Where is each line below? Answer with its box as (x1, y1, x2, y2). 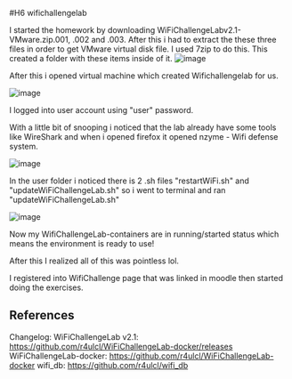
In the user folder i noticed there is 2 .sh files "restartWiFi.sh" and (9, 175, 249, 186)
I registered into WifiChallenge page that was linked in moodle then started (9, 273, 283, 283)
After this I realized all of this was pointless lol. (9, 255, 180, 266)
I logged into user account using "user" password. (9, 105, 194, 115)
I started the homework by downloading (9, 25, 156, 35)
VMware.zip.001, (9, 35, 71, 44)
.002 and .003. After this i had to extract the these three (72, 35, 277, 44)
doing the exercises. (9, 282, 84, 293)
